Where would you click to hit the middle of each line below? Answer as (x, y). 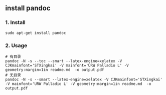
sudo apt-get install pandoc (36, 33)
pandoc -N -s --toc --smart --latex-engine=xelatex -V (64, 61)
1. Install (16, 22)
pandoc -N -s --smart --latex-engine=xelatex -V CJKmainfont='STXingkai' (84, 79)
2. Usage (16, 45)
